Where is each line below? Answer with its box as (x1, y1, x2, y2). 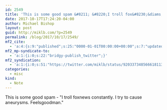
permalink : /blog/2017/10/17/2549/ (5, 35, 79, 40)
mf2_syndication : (5, 58, 41, 63)
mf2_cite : (5, 39, 26, 44)
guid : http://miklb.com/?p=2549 (5, 30, 72, 35)
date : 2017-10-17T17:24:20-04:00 (5, 16, 75, 21)
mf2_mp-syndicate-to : (5, 48, 50, 53)
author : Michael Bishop (5, 21, 55, 26)
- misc (9, 72, 23, 76)
